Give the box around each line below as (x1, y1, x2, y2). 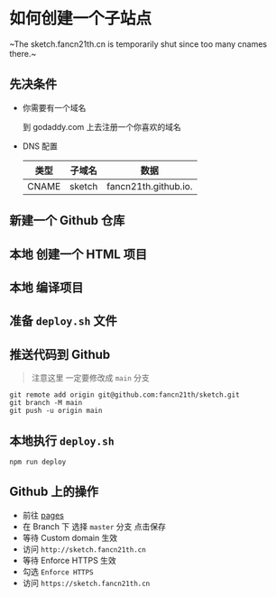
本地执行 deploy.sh (9, 433, 115, 448)
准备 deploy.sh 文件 (9, 313, 117, 329)
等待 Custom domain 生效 (22, 532, 118, 543)
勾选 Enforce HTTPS (22, 565, 94, 577)
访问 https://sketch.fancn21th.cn (22, 577, 151, 588)
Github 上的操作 (9, 484, 99, 500)
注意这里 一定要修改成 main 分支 (31, 372, 151, 383)
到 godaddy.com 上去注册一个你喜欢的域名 (22, 121, 182, 132)
